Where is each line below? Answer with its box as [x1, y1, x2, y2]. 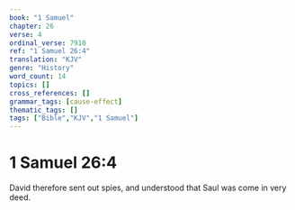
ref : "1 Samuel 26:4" [9, 47, 91, 56]
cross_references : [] [9, 88, 91, 97]
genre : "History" [9, 64, 75, 73]
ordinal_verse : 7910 [9, 38, 87, 48]
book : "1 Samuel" [9, 13, 75, 23]
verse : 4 [9, 30, 42, 39]
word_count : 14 [9, 72, 67, 81]
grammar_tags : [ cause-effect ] [9, 96, 123, 106]
